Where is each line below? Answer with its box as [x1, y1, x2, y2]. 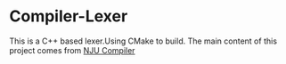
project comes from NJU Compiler [9, 44, 135, 55]
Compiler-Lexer [9, 6, 128, 27]
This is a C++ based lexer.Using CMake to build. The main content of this [9, 36, 278, 46]
